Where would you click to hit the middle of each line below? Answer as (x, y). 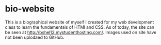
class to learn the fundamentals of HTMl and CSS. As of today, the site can (80, 27)
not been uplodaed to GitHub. (35, 37)
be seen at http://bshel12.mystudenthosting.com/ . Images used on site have (81, 32)
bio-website (30, 9)
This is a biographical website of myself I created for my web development (80, 22)
